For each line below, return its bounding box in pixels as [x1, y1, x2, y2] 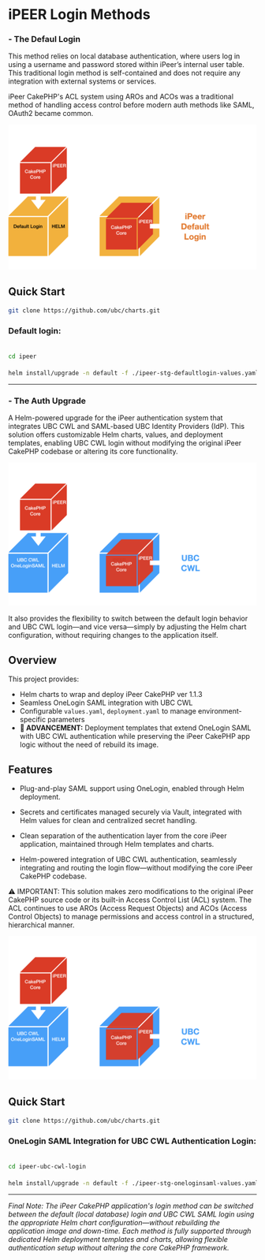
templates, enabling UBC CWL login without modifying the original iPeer [8, 438, 242, 448]
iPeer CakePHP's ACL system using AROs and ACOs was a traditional [8, 92, 234, 102]
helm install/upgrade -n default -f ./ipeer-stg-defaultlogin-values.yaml [8, 369, 259, 377]
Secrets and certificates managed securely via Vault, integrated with [19, 807, 242, 817]
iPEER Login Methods [8, 6, 151, 24]
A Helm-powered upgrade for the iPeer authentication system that [8, 413, 223, 423]
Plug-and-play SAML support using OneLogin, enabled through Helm [19, 784, 244, 793]
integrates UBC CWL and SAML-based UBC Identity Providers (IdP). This [8, 422, 245, 431]
